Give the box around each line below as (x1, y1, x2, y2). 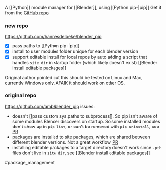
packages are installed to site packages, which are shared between (12, 134, 150, 140)
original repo (5, 92, 37, 99)
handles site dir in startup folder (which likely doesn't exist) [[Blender (12, 60, 158, 66)
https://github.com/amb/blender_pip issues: (5, 103, 95, 109)
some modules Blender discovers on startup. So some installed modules (12, 118, 160, 124)
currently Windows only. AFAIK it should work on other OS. (5, 80, 125, 86)
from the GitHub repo (5, 10, 49, 16)
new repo (5, 22, 28, 29)
